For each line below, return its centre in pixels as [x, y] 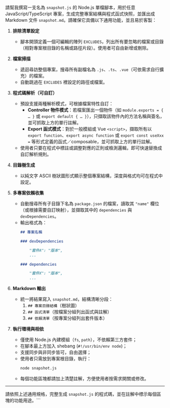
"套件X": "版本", [46, 273]
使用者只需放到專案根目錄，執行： [56, 359]
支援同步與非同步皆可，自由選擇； [56, 352]
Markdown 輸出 [29, 289]
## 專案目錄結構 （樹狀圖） [54, 306]
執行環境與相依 [28, 329]
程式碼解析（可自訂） [35, 93]
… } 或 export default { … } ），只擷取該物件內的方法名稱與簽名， [96, 116]
